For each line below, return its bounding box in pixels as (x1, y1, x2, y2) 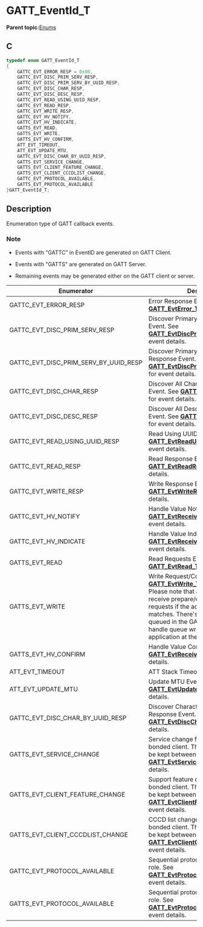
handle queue (148, 625, 188, 634)
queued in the (148, 617, 188, 626)
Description (6, 204, 51, 214)
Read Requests (148, 554, 192, 563)
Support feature (148, 775, 193, 783)
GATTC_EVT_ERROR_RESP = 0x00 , (17, 69, 94, 75)
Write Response (148, 480, 194, 488)
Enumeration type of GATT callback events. (6, 219, 115, 227)
